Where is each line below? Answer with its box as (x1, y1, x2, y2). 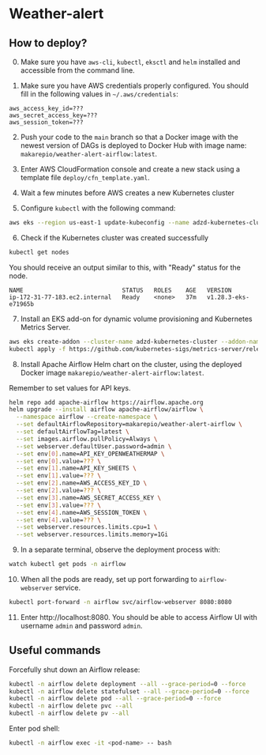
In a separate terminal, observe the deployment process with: (20, 545, 220, 554)
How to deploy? (9, 36, 88, 50)
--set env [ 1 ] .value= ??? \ (16, 472, 102, 480)
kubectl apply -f (9, 345, 66, 353)
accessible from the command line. (20, 66, 135, 75)
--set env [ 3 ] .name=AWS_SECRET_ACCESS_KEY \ (16, 493, 161, 502)
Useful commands (9, 644, 101, 657)
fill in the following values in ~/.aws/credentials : (20, 89, 178, 99)
